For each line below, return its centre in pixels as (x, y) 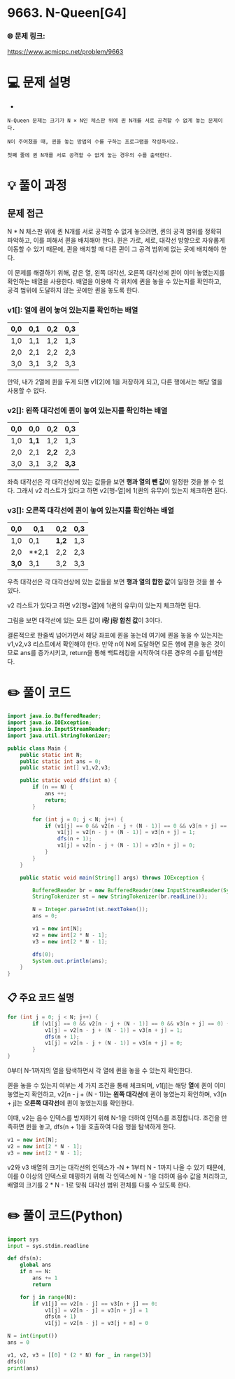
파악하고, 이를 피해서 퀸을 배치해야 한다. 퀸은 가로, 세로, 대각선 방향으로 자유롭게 (116, 241)
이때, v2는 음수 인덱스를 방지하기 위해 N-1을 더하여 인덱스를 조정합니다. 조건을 (114, 1118)
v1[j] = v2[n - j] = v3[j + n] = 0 (97, 1324)
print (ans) (23, 1368)
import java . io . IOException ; (50, 723)
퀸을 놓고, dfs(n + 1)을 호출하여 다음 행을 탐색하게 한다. (101, 1126)
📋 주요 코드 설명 (41, 997)
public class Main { (37, 748)
